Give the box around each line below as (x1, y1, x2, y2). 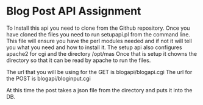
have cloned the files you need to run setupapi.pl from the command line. (6, 30, 191, 38)
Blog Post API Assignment (6, 4, 141, 18)
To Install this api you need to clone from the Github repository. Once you (6, 24, 190, 32)
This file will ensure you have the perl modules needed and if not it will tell (6, 37, 192, 44)
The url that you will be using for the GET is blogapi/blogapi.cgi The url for (6, 68, 193, 75)
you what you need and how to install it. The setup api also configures (6, 44, 182, 51)
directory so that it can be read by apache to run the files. (6, 56, 151, 64)
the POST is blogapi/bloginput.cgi (6, 75, 91, 82)
